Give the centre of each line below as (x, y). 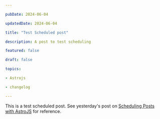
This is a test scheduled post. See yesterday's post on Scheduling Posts (80, 106)
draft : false (19, 60)
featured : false (22, 51)
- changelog (18, 87)
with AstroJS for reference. (33, 111)
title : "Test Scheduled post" (37, 33)
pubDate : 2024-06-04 (27, 14)
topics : (13, 69)
